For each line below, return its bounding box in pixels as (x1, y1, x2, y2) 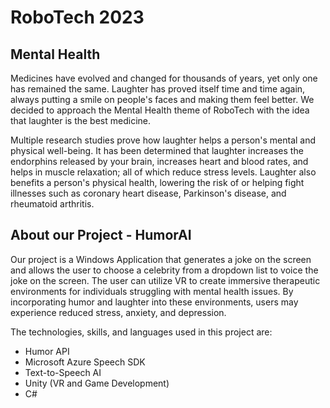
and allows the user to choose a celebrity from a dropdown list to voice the (10, 264, 319, 276)
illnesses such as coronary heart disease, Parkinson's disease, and (10, 187, 287, 199)
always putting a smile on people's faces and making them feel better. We (10, 94, 315, 105)
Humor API (24, 345, 70, 357)
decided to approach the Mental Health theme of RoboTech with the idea (10, 104, 310, 116)
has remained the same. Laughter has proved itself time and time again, (10, 83, 306, 95)
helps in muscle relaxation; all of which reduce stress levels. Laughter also (10, 166, 317, 178)
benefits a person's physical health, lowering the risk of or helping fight (10, 177, 305, 188)
